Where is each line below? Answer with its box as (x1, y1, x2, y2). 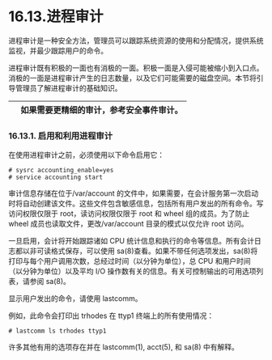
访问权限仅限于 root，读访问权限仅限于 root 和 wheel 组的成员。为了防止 (8, 209, 249, 218)
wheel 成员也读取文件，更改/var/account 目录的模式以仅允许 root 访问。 (8, 219, 249, 229)
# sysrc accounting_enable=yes (8, 167, 114, 175)
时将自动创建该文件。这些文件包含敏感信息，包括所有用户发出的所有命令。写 (8, 199, 264, 209)
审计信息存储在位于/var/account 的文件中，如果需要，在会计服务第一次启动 (8, 188, 259, 198)
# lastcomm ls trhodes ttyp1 (8, 327, 107, 336)
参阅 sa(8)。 (29, 277, 71, 286)
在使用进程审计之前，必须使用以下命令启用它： (8, 150, 164, 160)
